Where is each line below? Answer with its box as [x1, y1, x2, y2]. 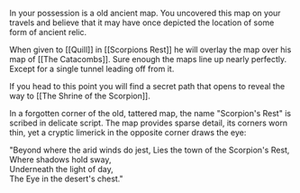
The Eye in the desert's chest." [9, 173, 123, 184]
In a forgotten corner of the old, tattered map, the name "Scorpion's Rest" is [9, 108, 291, 118]
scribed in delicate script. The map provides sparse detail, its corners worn [9, 117, 288, 128]
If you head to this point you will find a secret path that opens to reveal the [9, 81, 286, 91]
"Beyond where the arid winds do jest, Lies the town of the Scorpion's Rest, [9, 144, 290, 155]
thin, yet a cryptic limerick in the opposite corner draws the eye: [9, 127, 247, 138]
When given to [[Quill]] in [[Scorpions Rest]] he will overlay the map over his [9, 44, 292, 55]
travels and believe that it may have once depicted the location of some [9, 17, 275, 28]
